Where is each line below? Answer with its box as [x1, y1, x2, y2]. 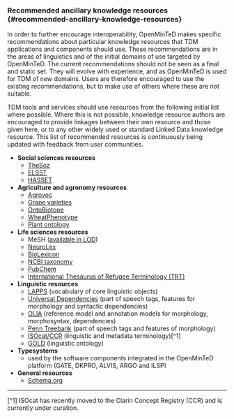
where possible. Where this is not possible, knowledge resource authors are [7, 110, 226, 119]
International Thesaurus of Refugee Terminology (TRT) [27, 272, 185, 281]
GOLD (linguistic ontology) [27, 339, 104, 348]
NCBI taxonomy [27, 258, 73, 266]
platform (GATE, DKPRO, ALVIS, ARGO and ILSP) [27, 362, 167, 370]
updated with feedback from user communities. [7, 140, 144, 149]
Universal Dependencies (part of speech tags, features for [27, 295, 196, 303]
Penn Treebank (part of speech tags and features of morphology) [27, 324, 216, 333]
